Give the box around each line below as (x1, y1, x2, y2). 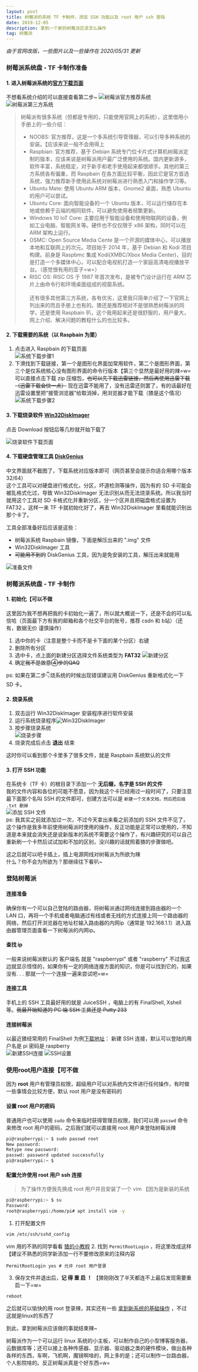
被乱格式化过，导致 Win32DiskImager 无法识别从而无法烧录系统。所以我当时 (6, 489, 192, 496)
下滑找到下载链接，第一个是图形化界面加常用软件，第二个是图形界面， (14, 360, 186, 367)
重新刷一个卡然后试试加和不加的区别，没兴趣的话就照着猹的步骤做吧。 (6, 838, 177, 845)
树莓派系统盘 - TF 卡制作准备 (6, 64, 87, 72)
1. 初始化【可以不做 (6, 595, 53, 603)
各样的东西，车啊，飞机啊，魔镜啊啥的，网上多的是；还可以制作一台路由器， (6, 1351, 192, 1359)
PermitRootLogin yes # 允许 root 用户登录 (6, 1263, 107, 1269)
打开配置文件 (14, 1219, 46, 1226)
